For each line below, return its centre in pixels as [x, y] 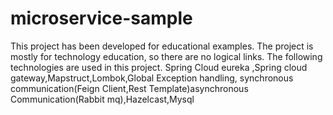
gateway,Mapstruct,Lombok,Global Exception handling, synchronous [152, 78]
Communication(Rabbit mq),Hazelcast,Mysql [102, 99]
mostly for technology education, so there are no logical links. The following [166, 56]
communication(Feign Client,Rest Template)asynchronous [129, 88]
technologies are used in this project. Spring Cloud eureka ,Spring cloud [159, 67]
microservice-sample [101, 18]
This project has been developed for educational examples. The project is [162, 46]
